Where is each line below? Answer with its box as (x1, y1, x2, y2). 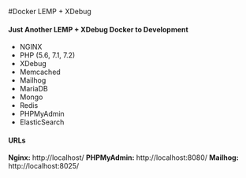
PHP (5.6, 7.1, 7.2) (19, 50, 76, 60)
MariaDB (19, 84, 49, 94)
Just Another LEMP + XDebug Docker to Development (8, 24, 189, 34)
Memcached (19, 67, 61, 77)
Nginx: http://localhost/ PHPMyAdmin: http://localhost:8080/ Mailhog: (8, 153, 239, 162)
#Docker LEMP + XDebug (8, 7, 92, 16)
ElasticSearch (19, 117, 65, 127)
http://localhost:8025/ (8, 161, 80, 171)
